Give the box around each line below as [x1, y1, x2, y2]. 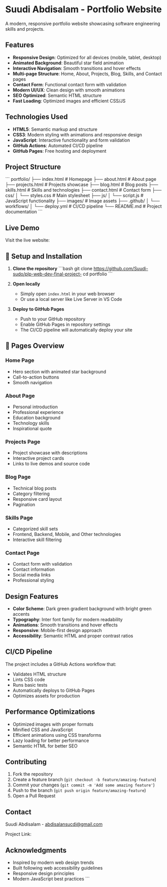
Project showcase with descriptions [12, 450, 88, 456]
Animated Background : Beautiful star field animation [12, 60, 124, 66]
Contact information [12, 566, 55, 573]
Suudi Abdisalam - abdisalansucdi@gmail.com [5, 821, 103, 827]
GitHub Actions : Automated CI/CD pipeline [12, 142, 103, 149]
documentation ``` [5, 208, 43, 215]
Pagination [12, 501, 36, 507]
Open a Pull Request [12, 793, 56, 799]
